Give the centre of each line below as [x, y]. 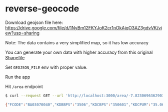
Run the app [18, 77]
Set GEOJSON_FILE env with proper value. [46, 67]
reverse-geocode [42, 9]
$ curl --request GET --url [34, 96]
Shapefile [15, 57]
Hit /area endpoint [24, 86]
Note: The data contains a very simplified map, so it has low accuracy [77, 42]
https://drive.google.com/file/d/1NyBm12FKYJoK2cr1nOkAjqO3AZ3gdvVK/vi [84, 27]
